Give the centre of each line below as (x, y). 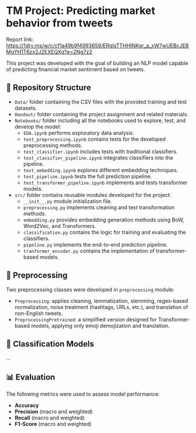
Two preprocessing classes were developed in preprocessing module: (90, 289)
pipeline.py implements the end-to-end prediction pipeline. (95, 244)
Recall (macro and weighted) (49, 418)
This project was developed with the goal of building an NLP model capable (97, 63)
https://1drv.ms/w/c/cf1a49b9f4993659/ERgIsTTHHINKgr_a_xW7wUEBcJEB (97, 46)
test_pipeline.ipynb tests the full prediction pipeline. (87, 176)
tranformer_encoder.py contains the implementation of (89, 251)
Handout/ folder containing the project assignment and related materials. (102, 114)
